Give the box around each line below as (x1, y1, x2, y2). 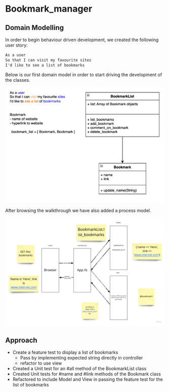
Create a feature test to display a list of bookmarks (12, 349, 118, 355)
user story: (5, 42, 28, 48)
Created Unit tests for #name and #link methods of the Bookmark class (12, 371, 161, 377)
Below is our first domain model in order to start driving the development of (5, 72, 162, 78)
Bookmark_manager (5, 3, 93, 15)
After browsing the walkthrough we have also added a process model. (5, 207, 151, 213)
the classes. (5, 77, 30, 83)
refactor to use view (20, 360, 62, 366)
